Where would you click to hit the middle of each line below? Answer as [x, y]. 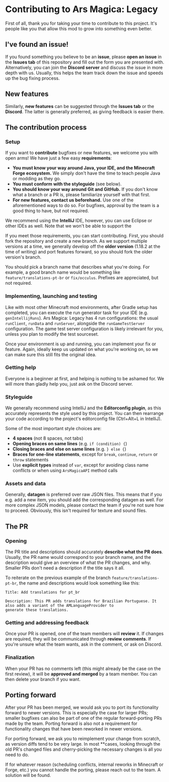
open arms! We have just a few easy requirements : [59, 158]
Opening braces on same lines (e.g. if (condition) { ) [70, 444]
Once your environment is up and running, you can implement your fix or [81, 344]
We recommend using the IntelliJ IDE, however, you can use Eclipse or [79, 221]
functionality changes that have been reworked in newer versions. [74, 728]
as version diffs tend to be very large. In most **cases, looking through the [83, 744]
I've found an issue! [37, 45]
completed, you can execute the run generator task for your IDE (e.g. [77, 312]
